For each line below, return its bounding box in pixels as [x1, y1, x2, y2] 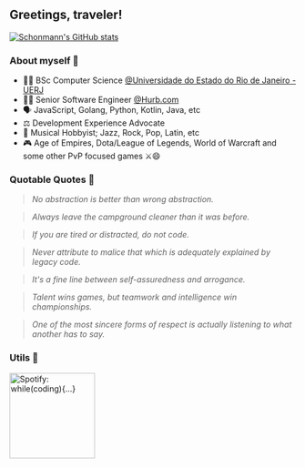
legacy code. [31, 257, 82, 268]
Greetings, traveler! [9, 7, 123, 23]
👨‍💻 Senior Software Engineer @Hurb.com [22, 95, 179, 106]
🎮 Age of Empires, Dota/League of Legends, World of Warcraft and [22, 137, 278, 148]
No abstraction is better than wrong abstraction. [31, 194, 214, 205]
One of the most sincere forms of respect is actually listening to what [31, 319, 292, 331]
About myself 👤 [9, 54, 79, 66]
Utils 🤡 [9, 351, 39, 364]
